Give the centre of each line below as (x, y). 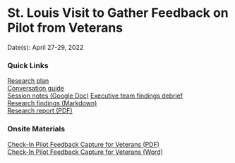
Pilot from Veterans (65, 28)
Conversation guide (36, 89)
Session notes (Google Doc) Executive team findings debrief (95, 96)
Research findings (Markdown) (52, 103)
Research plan (28, 81)
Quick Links (28, 65)
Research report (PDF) (40, 111)
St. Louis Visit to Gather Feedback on (118, 13)
